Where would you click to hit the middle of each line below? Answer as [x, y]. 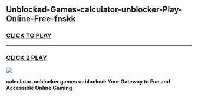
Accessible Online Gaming [39, 88]
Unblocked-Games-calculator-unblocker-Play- [94, 10]
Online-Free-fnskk [41, 19]
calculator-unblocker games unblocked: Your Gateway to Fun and [88, 81]
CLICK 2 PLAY [27, 58]
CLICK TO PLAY [29, 36]
